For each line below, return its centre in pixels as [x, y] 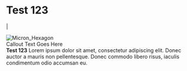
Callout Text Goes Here [35, 44]
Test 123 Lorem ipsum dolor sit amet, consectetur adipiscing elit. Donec [94, 50]
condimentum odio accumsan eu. [47, 63]
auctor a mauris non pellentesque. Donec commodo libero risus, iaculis [93, 56]
